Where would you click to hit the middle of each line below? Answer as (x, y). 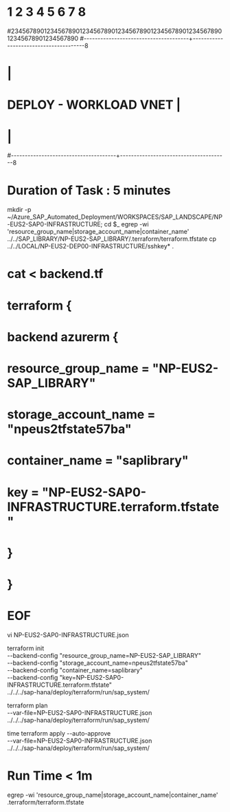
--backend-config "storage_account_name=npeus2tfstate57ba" (98, 663)
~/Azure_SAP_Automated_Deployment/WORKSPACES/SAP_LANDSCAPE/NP (115, 217)
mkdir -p (19, 210)
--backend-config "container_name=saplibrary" (75, 670)
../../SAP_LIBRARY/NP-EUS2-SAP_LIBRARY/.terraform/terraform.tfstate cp (112, 239)
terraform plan (27, 705)
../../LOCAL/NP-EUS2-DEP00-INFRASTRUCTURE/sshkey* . (91, 246)
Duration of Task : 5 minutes (89, 191)
